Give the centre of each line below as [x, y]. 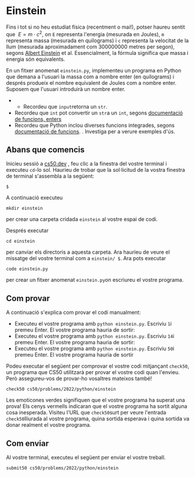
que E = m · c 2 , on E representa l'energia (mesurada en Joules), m [85, 33]
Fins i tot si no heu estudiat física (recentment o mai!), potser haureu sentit [95, 27]
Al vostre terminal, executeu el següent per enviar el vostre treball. [86, 458]
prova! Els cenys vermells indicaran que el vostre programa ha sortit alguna [97, 406]
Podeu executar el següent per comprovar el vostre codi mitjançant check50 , [98, 366]
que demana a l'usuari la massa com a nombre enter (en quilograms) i [90, 77]
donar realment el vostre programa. [49, 425]
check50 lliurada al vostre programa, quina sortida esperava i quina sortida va [98, 419]
